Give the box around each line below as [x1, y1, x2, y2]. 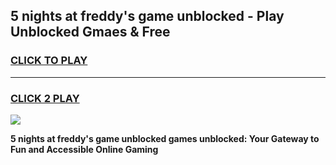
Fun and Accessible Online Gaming [10, 143, 159, 155]
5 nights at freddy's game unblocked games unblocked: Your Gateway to [10, 132, 320, 144]
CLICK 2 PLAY [10, 91, 80, 105]
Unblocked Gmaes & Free [10, 24, 171, 41]
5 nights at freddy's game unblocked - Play [10, 8, 285, 25]
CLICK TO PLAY [10, 54, 88, 68]
